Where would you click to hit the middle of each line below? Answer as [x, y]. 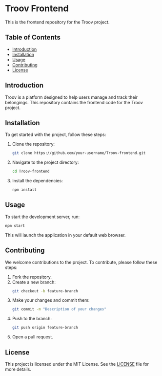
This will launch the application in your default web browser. [65, 235]
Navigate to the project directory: [45, 162]
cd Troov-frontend [31, 172]
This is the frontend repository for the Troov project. [57, 22]
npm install [24, 190]
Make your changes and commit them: [51, 300]
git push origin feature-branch [45, 328]
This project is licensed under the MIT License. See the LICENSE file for [77, 364]
